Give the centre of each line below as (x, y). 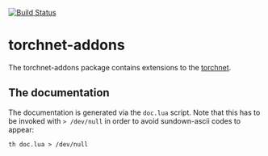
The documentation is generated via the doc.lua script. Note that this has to (134, 112)
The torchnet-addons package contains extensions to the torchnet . (120, 67)
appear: (21, 129)
